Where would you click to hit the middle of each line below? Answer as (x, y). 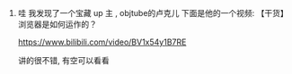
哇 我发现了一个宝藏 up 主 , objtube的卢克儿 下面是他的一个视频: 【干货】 (151, 13)
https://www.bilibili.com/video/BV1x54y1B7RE (102, 42)
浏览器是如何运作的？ (57, 24)
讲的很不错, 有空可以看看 (63, 60)
